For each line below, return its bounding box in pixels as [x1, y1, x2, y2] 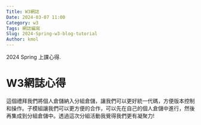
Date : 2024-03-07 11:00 [6, 14, 66, 20]
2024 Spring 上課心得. [6, 54, 61, 60]
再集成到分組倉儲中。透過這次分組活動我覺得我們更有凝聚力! [6, 112, 155, 119]
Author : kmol [6, 36, 39, 42]
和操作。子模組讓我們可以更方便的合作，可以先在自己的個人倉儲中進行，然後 [6, 105, 195, 112]
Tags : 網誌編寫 [6, 25, 41, 32]
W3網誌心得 [6, 77, 66, 90]
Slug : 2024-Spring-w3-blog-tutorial [6, 31, 98, 37]
